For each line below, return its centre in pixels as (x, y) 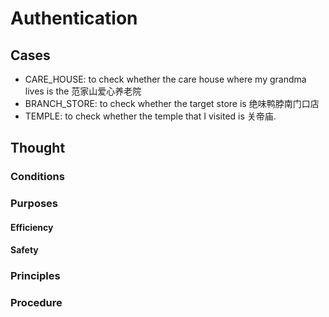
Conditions (37, 177)
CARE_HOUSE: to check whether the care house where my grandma (165, 79)
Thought (38, 148)
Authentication (74, 18)
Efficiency (32, 227)
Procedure (36, 303)
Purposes (34, 204)
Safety (24, 250)
